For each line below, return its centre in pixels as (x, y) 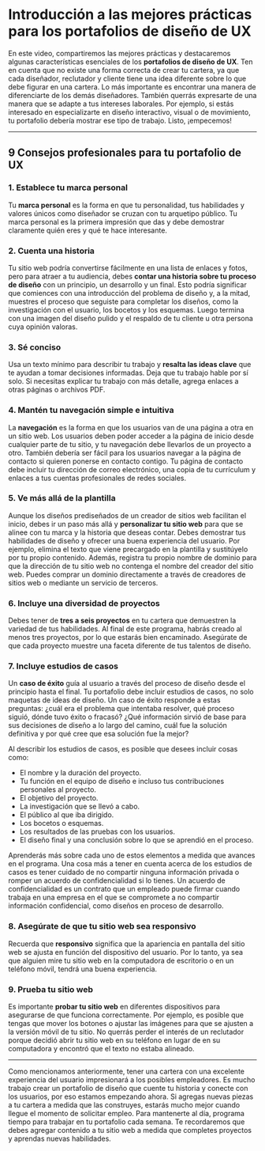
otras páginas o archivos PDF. (57, 390)
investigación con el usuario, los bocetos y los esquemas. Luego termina (126, 309)
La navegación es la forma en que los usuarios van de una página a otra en (131, 427)
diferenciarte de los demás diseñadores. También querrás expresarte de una (132, 95)
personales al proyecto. (58, 789)
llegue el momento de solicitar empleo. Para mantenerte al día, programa (126, 1113)
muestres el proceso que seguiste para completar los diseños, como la (123, 301)
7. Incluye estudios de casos (63, 666)
